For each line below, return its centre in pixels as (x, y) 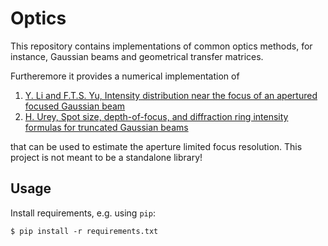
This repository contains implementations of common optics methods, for (161, 46)
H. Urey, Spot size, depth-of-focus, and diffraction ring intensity (156, 116)
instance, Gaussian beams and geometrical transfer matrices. (137, 56)
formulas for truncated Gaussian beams (106, 127)
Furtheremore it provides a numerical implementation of (125, 76)
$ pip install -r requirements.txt (84, 231)
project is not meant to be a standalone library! (106, 157)
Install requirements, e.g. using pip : (83, 213)
